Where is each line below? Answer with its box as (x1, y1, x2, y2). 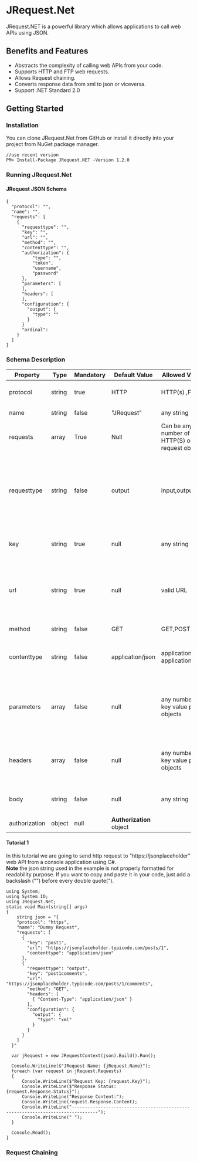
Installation (6, 121, 39, 130)
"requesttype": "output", (27, 965, 91, 971)
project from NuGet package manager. (6, 141, 100, 148)
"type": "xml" (37, 1017, 72, 1023)
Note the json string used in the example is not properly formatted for (6, 865, 174, 872)
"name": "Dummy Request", (16, 924, 80, 930)
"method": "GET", (27, 986, 69, 992)
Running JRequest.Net (6, 171, 72, 179)
